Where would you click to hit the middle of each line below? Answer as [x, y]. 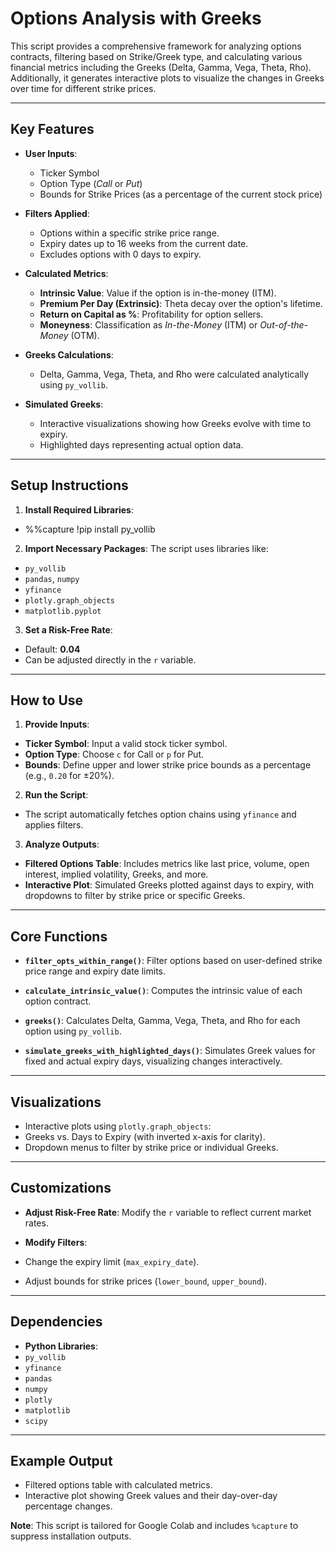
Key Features [52, 129]
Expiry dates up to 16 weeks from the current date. [144, 243]
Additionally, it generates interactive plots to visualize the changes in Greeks [167, 78]
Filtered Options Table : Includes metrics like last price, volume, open [167, 864]
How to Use [47, 700]
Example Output [61, 1461]
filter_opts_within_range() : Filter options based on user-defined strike [173, 961]
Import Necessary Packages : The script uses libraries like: [146, 548]
